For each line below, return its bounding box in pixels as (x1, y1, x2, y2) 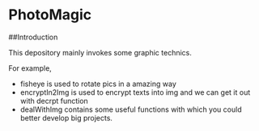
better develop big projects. (19, 113, 113, 122)
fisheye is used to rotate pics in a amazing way (19, 79, 176, 88)
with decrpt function (19, 96, 89, 105)
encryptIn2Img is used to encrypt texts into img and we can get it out (19, 87, 251, 97)
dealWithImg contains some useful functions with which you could (19, 104, 242, 114)
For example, (8, 63, 53, 73)
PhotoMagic (8, 6, 91, 24)
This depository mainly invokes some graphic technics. (8, 47, 193, 57)
